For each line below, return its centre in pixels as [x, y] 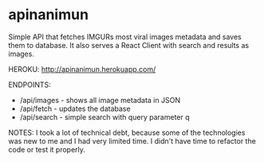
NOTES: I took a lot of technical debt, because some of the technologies [127, 132]
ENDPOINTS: [30, 85]
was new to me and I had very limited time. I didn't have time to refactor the [132, 140]
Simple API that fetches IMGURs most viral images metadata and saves [125, 37]
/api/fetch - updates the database [75, 109]
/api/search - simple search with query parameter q [104, 117]
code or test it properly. [47, 149]
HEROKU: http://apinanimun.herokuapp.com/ [82, 69]
